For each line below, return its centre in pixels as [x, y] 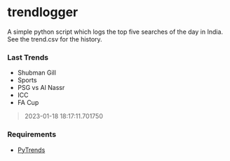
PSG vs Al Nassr [41, 88]
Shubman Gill [36, 73]
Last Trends [28, 57]
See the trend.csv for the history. [55, 39]
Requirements [32, 134]
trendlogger [43, 12]
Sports [27, 80]
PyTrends [31, 150]
